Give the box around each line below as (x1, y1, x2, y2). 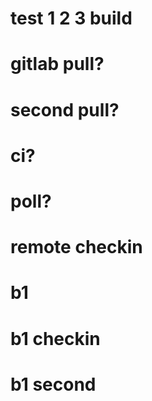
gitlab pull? (10, 53, 105, 76)
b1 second (10, 373, 97, 396)
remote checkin (10, 236, 143, 259)
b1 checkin (10, 327, 101, 350)
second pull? (10, 98, 120, 121)
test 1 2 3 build (10, 7, 133, 30)
